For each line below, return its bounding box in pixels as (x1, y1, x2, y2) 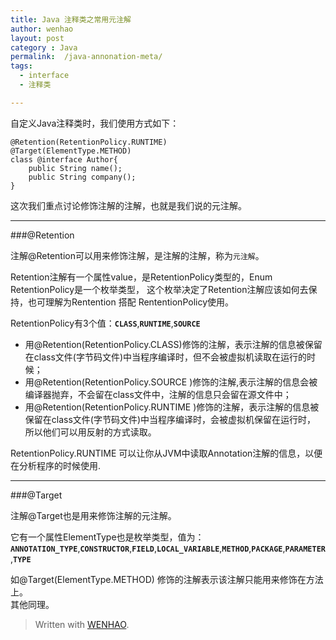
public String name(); (28, 163, 123, 173)
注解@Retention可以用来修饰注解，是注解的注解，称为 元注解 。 (10, 249, 265, 261)
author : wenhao (10, 24, 74, 34)
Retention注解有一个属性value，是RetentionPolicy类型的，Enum (10, 271, 273, 283)
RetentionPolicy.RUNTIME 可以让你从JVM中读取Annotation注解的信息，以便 (10, 447, 323, 459)
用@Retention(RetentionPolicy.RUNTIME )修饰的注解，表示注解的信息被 (24, 401, 320, 413)
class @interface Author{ (10, 154, 118, 165)
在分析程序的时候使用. (10, 459, 102, 471)
